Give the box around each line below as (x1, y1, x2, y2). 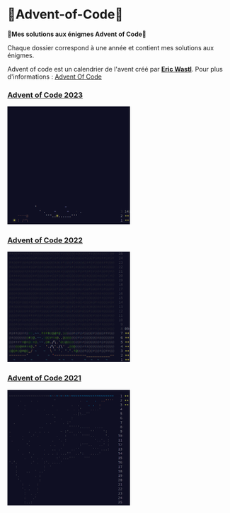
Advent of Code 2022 (7, 235, 84, 245)
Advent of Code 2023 (7, 90, 84, 100)
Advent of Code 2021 (7, 373, 81, 383)
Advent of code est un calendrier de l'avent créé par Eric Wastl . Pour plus (7, 64, 223, 73)
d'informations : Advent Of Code (7, 72, 103, 81)
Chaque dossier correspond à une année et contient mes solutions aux (7, 43, 214, 52)
